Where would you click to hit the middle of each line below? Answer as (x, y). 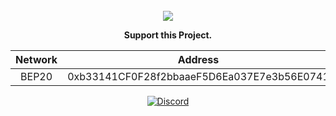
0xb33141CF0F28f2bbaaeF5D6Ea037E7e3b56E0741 (198, 76)
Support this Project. (168, 35)
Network (36, 59)
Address (198, 59)
